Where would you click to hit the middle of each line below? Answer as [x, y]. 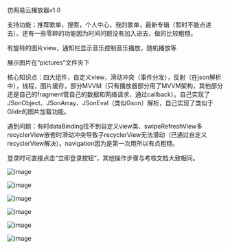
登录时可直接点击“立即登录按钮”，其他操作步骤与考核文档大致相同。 [103, 158]
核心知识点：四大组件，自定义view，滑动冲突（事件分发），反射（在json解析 [114, 77]
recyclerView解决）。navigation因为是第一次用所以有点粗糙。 [93, 143]
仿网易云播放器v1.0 [34, 10]
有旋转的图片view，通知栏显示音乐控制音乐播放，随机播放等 [92, 48]
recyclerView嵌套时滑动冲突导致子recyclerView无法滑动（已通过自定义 [107, 135]
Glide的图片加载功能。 [38, 111]
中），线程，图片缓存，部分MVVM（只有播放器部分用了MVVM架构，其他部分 [115, 86]
